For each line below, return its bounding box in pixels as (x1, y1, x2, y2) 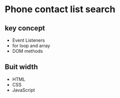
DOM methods (12, 48, 43, 54)
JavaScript (12, 87, 35, 93)
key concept (5, 24, 45, 32)
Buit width (5, 62, 38, 72)
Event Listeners (12, 37, 45, 43)
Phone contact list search (5, 4, 115, 15)
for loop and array (12, 43, 51, 49)
